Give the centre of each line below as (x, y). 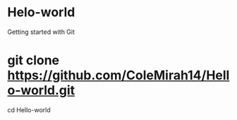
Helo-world (41, 12)
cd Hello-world (29, 109)
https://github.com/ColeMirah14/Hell (119, 76)
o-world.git (41, 91)
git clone (34, 60)
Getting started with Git (41, 32)
